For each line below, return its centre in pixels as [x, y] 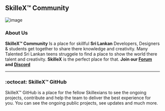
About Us [16, 33]
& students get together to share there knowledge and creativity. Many [77, 49]
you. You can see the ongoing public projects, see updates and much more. [82, 103]
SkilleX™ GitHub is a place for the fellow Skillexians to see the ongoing [76, 93]
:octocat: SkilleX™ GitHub [36, 82]
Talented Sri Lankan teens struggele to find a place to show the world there [81, 54]
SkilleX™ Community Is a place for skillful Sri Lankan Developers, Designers [82, 43]
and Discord [18, 65]
